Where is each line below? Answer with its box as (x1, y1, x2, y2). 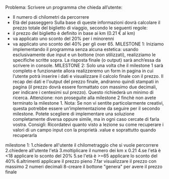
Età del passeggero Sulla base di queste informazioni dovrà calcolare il (12, 20, 160, 25)
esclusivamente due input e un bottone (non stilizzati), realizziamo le (12, 52, 156, 58)
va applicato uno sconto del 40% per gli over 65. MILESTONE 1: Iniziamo (12, 41, 164, 47)
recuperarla (12, 132, 37, 138)
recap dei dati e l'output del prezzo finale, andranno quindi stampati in (12, 78, 159, 84)
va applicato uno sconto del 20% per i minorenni (12, 35, 114, 41)
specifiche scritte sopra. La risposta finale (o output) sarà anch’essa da (12, 57, 161, 63)
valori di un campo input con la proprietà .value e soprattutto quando (12, 127, 156, 133)
